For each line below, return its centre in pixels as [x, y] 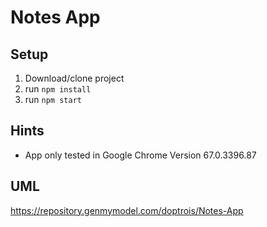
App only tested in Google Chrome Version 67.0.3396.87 [140, 155]
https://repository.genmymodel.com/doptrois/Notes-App [127, 210]
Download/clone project [74, 78]
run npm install [58, 89]
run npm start [53, 99]
